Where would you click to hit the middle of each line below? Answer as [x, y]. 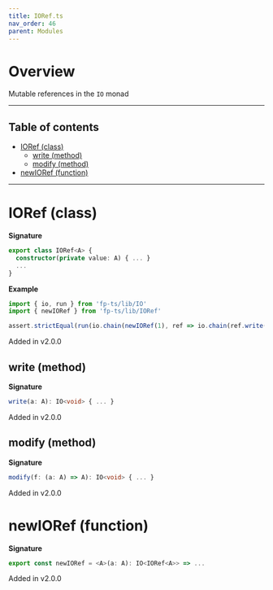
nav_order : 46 [32, 24]
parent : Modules [36, 31]
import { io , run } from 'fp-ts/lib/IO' [78, 304]
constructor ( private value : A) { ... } [83, 258]
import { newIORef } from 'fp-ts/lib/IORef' [85, 311]
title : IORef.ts [36, 16]
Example [24, 289]
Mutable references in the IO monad [69, 94]
